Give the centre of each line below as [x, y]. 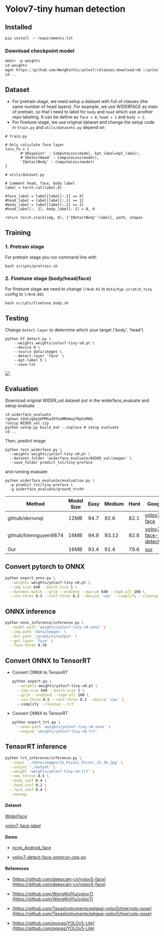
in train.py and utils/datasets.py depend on [58, 128]
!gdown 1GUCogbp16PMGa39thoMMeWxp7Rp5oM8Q [49, 419]
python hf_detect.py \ [28, 339]
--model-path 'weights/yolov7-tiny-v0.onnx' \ [58, 627]
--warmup [18, 794]
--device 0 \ [27, 348]
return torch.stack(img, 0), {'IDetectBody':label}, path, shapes [74, 218]
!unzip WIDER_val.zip [27, 423]
